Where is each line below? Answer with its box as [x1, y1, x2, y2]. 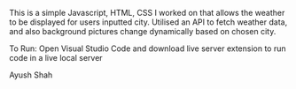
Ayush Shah [9, 70, 53, 80]
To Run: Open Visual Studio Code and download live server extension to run [9, 43, 286, 54]
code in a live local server [9, 53, 104, 63]
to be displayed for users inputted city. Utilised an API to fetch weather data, [9, 17, 288, 27]
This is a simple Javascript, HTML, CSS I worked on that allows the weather [9, 8, 285, 18]
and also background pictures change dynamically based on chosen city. [9, 26, 277, 36]
